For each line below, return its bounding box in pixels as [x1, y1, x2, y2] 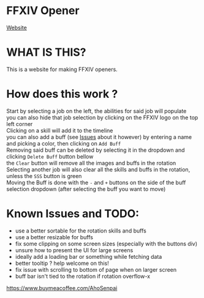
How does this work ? [6, 87, 118, 101]
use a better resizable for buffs [15, 233, 94, 240]
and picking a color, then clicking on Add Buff [6, 140, 121, 147]
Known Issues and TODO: [6, 207, 140, 220]
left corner [6, 120, 33, 127]
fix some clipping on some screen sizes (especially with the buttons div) [15, 240, 198, 247]
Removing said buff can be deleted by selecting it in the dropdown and [6, 146, 185, 154]
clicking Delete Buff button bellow [6, 152, 94, 160]
